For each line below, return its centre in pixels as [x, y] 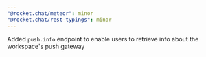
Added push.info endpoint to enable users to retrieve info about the [103, 39]
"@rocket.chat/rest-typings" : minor [59, 20]
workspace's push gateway [46, 46]
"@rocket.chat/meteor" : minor [50, 13]
